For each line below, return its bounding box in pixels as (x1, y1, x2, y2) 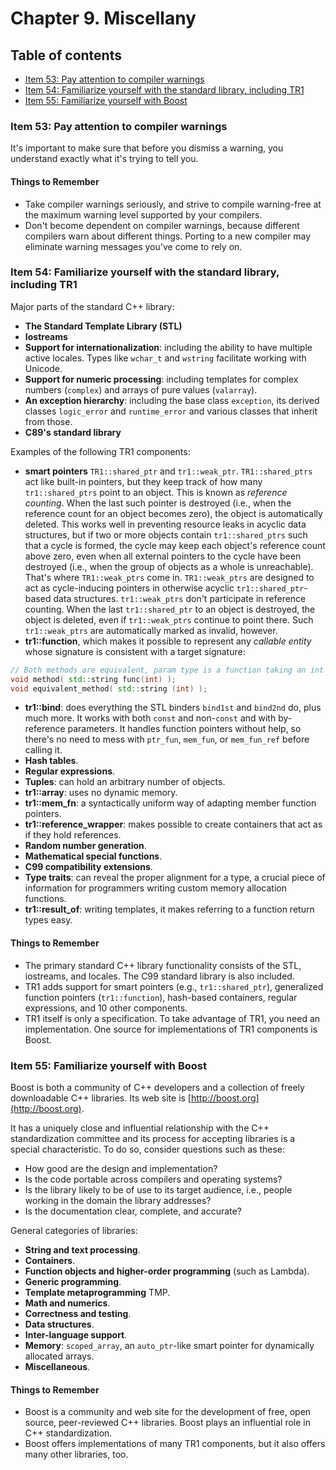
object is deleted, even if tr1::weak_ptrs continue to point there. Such (24, 613, 314, 626)
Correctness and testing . (24, 1307, 132, 1319)
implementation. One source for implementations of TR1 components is (24, 1023, 318, 1035)
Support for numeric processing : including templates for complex (24, 373, 299, 385)
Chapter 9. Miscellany (10, 7, 197, 30)
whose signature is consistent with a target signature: (24, 645, 246, 657)
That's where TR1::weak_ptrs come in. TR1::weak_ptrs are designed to (24, 571, 315, 583)
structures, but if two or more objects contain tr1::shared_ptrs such (24, 528, 308, 541)
